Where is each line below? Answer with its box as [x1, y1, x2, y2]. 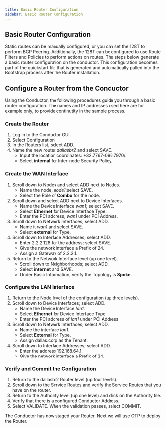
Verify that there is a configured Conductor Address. [12, 398, 120, 404]
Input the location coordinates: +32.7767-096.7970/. [19, 152, 127, 159]
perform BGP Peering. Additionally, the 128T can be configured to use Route [5, 49, 161, 55]
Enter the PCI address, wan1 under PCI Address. [19, 213, 118, 219]
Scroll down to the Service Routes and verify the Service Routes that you [12, 382, 161, 388]
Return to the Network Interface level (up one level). [12, 255, 118, 261]
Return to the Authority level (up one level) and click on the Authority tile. [12, 393, 162, 399]
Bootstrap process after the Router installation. [5, 70, 101, 76]
